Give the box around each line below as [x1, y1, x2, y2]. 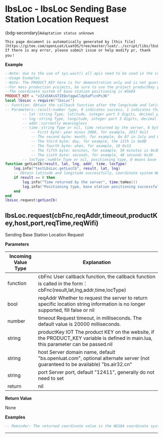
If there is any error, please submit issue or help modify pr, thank [5, 48, 151, 53]
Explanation [82, 259, 111, 266]
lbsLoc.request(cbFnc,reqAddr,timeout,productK [5, 211, 158, 220]
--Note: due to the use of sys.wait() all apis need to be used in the [5, 71, 153, 76]
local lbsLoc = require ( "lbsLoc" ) [5, 98, 75, 103]
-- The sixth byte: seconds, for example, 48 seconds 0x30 [31, 152, 153, 157]
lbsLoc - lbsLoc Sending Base [5, 3, 127, 15]
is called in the [38, 280, 71, 287]
